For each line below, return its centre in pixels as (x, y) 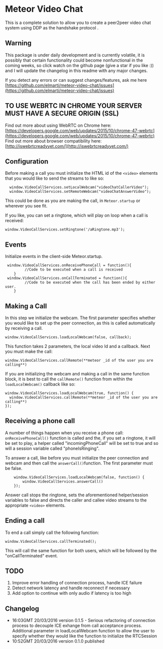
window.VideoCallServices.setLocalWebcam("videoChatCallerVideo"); (79, 187)
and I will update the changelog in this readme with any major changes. (76, 70)
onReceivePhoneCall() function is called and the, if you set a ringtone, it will (80, 438)
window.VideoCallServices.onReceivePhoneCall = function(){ (69, 265)
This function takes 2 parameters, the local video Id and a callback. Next (78, 346)
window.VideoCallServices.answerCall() (63, 481)
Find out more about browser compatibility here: (54, 141)
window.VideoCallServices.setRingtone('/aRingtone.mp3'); (65, 230)
